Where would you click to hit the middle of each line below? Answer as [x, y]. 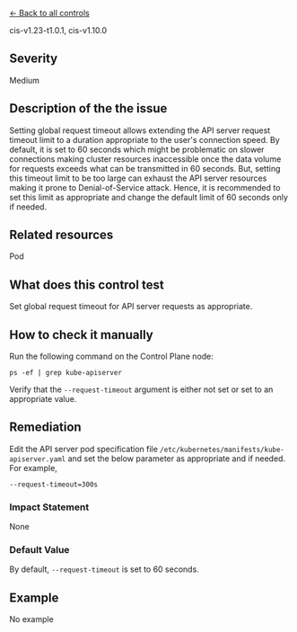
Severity [34, 59]
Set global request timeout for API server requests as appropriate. [131, 307]
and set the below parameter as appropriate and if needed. [176, 458]
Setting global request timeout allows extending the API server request [140, 130]
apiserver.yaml [38, 459]
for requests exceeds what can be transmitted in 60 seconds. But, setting [145, 168]
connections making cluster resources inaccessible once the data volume [145, 159]
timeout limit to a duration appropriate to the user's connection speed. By [144, 139]
